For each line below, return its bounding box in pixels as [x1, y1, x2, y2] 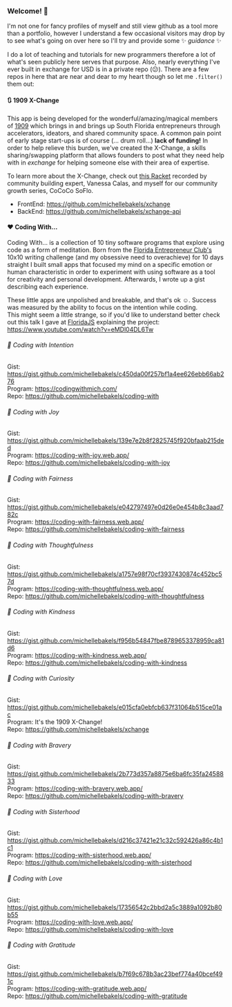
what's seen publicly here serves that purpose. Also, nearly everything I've [7, 58, 220, 66]
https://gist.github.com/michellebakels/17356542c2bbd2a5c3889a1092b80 [7, 903, 222, 912]
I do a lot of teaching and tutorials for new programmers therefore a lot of [7, 50, 216, 59]
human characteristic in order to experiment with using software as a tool [7, 268, 215, 276]
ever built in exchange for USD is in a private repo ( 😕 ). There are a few [7, 65, 209, 73]
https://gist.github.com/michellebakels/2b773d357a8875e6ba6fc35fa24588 [7, 770, 224, 778]
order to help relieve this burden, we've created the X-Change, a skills [7, 143, 206, 151]
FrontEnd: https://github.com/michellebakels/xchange [17, 200, 171, 208]
